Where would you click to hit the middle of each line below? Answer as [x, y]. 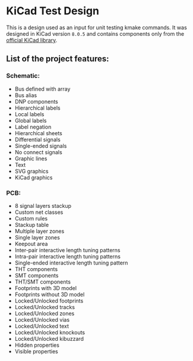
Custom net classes [39, 212]
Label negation [33, 127]
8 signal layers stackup [43, 206]
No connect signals [38, 152]
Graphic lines [31, 158]
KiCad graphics [34, 178]
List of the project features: [58, 59]
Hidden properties [37, 345]
